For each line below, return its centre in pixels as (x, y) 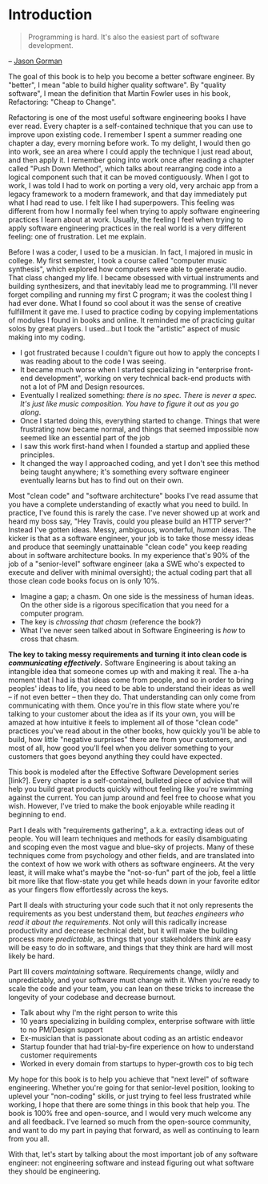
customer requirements (58, 1055)
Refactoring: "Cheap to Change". (62, 102)
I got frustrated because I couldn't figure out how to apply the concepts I (140, 352)
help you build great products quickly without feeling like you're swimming (131, 789)
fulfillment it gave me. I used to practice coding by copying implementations (133, 311)
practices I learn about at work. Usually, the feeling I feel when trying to (126, 219)
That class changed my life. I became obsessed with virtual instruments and (134, 277)
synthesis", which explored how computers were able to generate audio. (128, 269)
